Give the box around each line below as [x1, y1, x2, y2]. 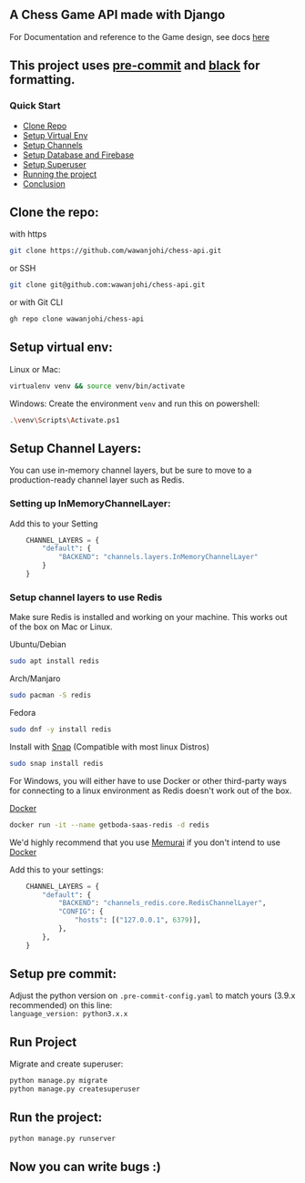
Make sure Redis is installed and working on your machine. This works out [9, 612, 289, 623]
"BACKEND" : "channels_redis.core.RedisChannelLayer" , [57, 899, 267, 908]
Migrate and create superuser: [9, 1058, 124, 1069]
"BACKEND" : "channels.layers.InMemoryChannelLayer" [57, 553, 259, 562]
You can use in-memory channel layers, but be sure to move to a [9, 464, 252, 476]
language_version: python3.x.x [9, 1010, 128, 1019]
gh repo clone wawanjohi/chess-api [9, 314, 145, 324]
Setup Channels [22, 139, 84, 150]
